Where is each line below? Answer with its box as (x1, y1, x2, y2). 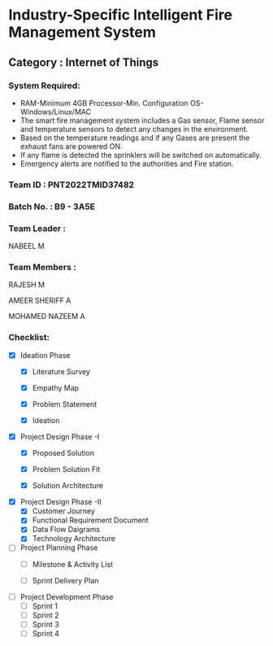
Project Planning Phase (19, 543, 98, 552)
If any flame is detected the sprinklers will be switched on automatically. (19, 150, 262, 159)
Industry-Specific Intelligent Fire (8, 6, 233, 24)
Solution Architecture (32, 481, 104, 491)
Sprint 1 (32, 600, 58, 611)
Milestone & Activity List (32, 559, 114, 569)
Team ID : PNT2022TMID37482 (8, 179, 135, 190)
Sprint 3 (32, 619, 59, 629)
